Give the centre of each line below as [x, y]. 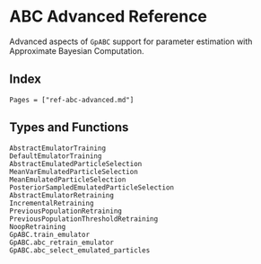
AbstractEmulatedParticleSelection [76, 163]
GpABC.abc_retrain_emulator [62, 242]
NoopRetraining [38, 226]
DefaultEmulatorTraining [56, 156]
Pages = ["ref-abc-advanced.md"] [72, 100]
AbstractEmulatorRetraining [62, 195]
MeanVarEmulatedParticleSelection [74, 172]
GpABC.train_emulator [50, 234]
